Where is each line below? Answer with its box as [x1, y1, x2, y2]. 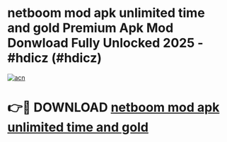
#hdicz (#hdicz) [7, 50, 103, 66]
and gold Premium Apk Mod [7, 20, 174, 36]
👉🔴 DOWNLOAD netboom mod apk [7, 100, 220, 116]
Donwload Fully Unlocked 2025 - [7, 35, 204, 51]
